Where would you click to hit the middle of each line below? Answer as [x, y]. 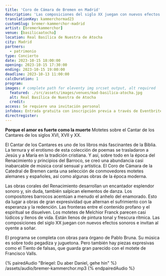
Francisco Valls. [21, 253]
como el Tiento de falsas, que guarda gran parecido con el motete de [76, 248]
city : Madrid [19, 42]
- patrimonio [23, 51]
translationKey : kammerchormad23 [40, 19]
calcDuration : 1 [22, 79]
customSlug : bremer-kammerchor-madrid [45, 24]
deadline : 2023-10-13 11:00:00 [37, 74]
